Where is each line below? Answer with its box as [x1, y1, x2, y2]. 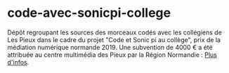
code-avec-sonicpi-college [7, 5, 171, 21]
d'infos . [7, 58, 30, 66]
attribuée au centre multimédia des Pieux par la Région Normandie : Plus [7, 51, 218, 59]
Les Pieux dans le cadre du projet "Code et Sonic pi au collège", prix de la [7, 35, 221, 44]
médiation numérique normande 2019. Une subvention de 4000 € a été [7, 43, 213, 51]
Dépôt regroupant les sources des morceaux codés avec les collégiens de [7, 28, 223, 36]
